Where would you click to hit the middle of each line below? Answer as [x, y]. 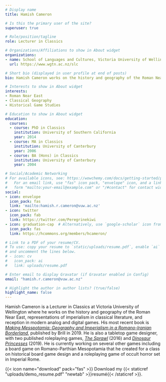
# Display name [21, 10]
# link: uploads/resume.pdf [36, 266]
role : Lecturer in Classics [34, 42]
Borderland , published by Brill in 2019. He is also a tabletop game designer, [82, 333]
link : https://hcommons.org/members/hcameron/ [58, 233]
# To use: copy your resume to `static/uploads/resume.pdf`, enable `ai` [83, 247]
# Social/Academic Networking [36, 174]
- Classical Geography [28, 101]
